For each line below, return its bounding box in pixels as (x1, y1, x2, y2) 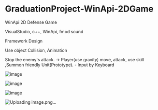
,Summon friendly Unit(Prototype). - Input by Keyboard (5, 62, 115, 68)
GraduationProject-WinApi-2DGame (5, 3, 154, 14)
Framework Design (5, 38, 43, 44)
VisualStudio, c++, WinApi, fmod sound (5, 28, 84, 34)
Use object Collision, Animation (5, 47, 68, 53)
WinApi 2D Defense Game (5, 19, 57, 25)
